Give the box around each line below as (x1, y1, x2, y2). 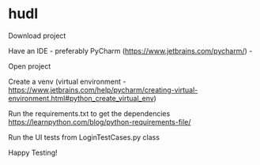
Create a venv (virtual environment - (8, 77, 126, 86)
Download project (8, 31, 66, 40)
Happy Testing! (8, 148, 58, 157)
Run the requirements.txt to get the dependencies (8, 108, 171, 118)
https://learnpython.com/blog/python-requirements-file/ (8, 117, 191, 126)
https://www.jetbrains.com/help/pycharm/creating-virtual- (8, 84, 198, 95)
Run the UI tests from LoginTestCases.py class (8, 132, 160, 142)
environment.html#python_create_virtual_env (8, 93, 154, 103)
